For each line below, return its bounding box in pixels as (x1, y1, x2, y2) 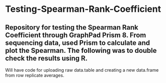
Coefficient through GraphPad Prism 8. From (5, 31, 146, 39)
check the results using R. (5, 54, 88, 62)
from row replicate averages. (5, 73, 65, 78)
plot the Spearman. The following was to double (5, 46, 157, 55)
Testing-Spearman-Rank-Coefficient (5, 3, 161, 15)
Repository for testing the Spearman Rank (5, 23, 139, 32)
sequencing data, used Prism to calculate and (5, 39, 151, 47)
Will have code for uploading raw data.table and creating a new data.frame (5, 67, 159, 73)
